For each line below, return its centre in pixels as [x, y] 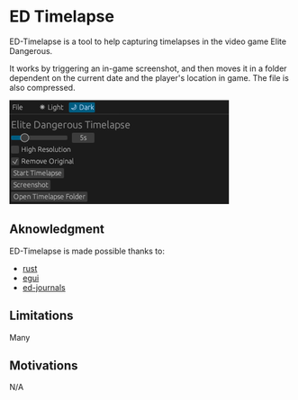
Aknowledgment [57, 230]
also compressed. [42, 87]
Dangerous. [31, 50]
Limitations [41, 316]
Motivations [44, 365]
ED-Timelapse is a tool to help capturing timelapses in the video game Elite [148, 41]
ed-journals [44, 287]
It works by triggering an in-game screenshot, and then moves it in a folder [148, 68]
